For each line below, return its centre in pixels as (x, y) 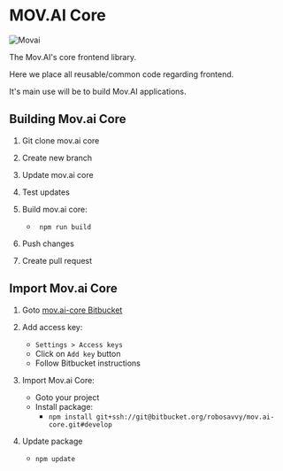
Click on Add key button (78, 353)
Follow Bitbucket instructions (88, 363)
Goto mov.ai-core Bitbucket (72, 310)
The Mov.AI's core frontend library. (73, 57)
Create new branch (57, 158)
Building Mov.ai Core (68, 119)
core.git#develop (80, 425)
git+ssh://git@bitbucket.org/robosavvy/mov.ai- (185, 417)
